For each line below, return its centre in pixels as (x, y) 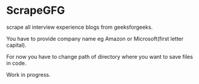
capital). (16, 45)
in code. (16, 63)
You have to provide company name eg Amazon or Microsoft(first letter (95, 38)
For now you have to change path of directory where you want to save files (100, 56)
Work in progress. (28, 74)
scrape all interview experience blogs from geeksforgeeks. (80, 27)
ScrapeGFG (36, 10)
